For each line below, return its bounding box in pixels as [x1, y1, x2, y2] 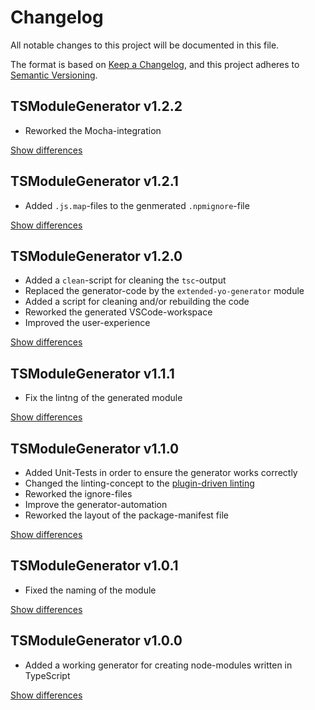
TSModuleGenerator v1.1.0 [10, 440, 180, 457]
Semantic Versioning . [10, 69, 98, 81]
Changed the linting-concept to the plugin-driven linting [24, 477, 255, 489]
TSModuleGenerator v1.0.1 [10, 557, 179, 575]
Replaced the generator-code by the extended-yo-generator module [24, 285, 305, 297]
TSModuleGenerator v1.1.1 [10, 365, 175, 382]
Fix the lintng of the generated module [24, 392, 183, 404]
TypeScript [24, 669, 71, 681]
